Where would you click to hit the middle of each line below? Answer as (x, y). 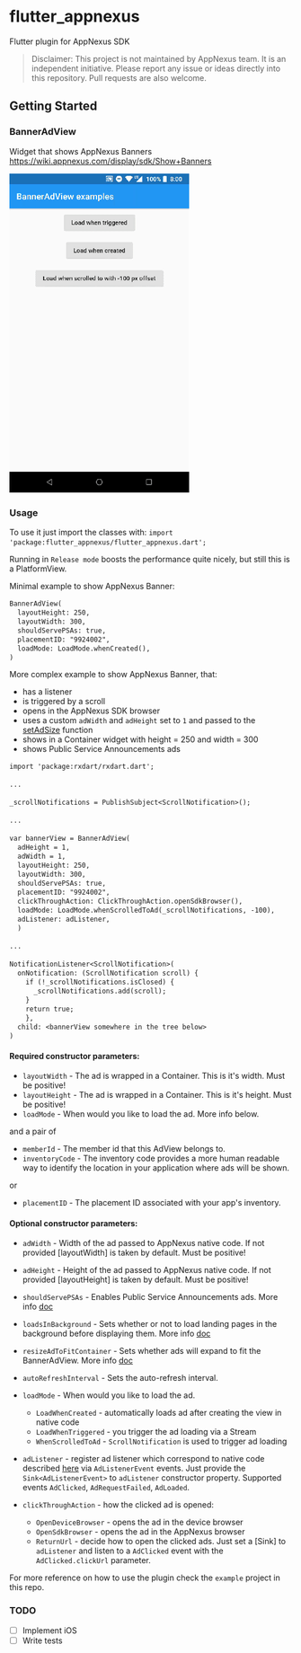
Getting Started (53, 106)
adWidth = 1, (42, 856)
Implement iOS (50, 1630)
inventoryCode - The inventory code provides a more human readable (151, 1158)
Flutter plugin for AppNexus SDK (70, 41)
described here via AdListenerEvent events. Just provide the (134, 1468)
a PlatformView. (38, 569)
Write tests (42, 1640)
